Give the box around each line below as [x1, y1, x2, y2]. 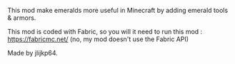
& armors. [7, 14, 36, 22]
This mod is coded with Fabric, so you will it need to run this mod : [7, 28, 203, 36]
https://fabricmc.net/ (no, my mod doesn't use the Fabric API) [7, 35, 189, 43]
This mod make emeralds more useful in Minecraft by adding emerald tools [7, 6, 229, 14]
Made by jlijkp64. [7, 49, 59, 57]
